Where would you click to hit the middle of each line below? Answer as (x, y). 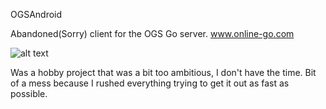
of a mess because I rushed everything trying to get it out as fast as (150, 83)
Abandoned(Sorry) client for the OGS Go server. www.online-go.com (152, 33)
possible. (29, 93)
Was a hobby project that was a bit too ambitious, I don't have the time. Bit (163, 72)
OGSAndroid (36, 14)
